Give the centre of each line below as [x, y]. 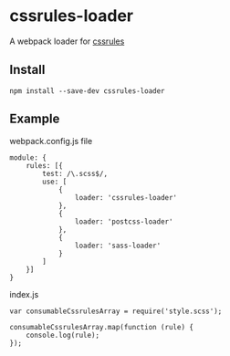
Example [35, 119]
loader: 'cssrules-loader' [126, 197]
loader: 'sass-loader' [118, 246]
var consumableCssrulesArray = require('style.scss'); [116, 311]
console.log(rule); [63, 335]
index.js [24, 294]
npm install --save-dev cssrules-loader [88, 91]
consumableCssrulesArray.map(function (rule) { [102, 327]
